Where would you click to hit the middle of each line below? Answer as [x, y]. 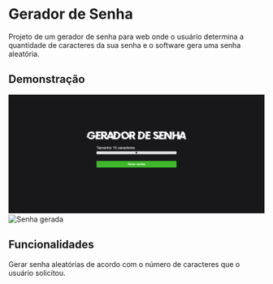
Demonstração [47, 79]
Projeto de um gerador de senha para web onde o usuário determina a [126, 37]
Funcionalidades [52, 245]
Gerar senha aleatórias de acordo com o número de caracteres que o [124, 264]
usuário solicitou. [37, 273]
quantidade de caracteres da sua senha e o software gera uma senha [125, 45]
